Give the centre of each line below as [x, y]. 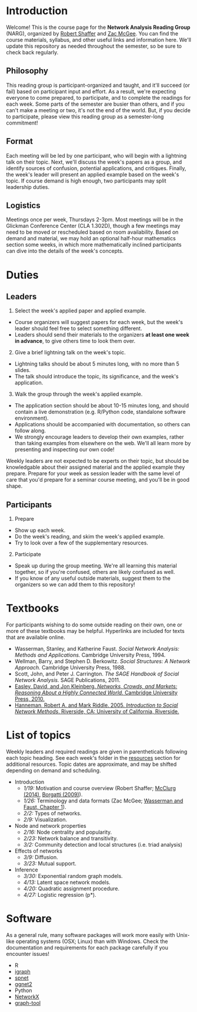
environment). [31, 418]
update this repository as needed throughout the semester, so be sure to [94, 46]
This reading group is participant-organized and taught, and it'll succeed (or [98, 85]
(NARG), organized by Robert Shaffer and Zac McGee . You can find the [92, 33]
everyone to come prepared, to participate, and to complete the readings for [98, 97]
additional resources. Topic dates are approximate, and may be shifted [91, 764]
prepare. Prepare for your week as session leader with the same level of [93, 474]
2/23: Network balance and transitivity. [71, 838]
